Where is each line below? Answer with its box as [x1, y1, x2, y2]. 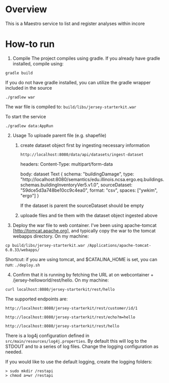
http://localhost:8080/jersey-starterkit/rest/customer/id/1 [5, 305, 138, 311]
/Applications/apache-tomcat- [87, 243, 152, 248]
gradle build [5, 70, 33, 75]
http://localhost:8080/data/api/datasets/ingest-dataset [20, 152, 144, 157]
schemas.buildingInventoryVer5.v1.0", [20, 182, 100, 188]
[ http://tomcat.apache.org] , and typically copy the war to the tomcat [12, 227, 156, 234]
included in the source [5, 85, 52, 91]
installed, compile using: [12, 60, 64, 67]
